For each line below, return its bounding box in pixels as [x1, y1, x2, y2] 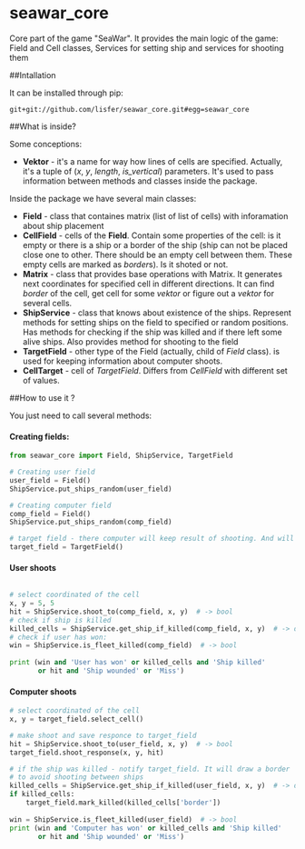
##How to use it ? [9, 392, 75, 403]
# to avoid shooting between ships [9, 773, 144, 782]
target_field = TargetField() [9, 543, 124, 552]
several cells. [22, 297, 73, 308]
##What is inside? [9, 121, 77, 132]
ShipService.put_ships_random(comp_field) [9, 517, 172, 527]
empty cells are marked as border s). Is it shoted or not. [22, 258, 229, 270]
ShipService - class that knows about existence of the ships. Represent [22, 307, 292, 318]
